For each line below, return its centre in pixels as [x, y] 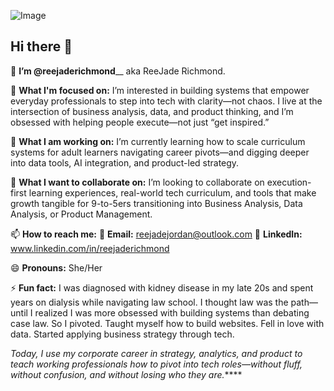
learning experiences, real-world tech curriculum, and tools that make [172, 192]
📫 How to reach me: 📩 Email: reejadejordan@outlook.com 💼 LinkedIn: [156, 234]
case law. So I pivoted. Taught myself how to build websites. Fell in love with [167, 323]
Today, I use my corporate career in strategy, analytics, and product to [156, 353]
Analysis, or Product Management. [81, 214]
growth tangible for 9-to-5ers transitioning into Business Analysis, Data [156, 203]
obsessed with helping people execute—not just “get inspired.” [140, 122]
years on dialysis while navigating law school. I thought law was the [149, 302]
